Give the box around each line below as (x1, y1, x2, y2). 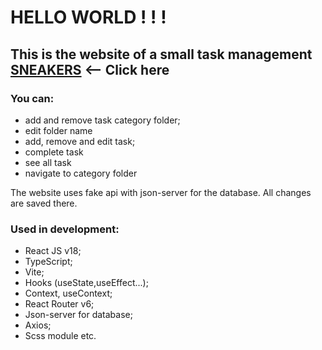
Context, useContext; (24, 287, 113, 300)
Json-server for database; (24, 309, 133, 321)
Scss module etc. (24, 330, 97, 342)
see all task (24, 156, 72, 168)
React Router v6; (24, 298, 95, 310)
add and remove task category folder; (24, 114, 181, 126)
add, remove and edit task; (24, 135, 136, 147)
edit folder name (24, 124, 93, 136)
